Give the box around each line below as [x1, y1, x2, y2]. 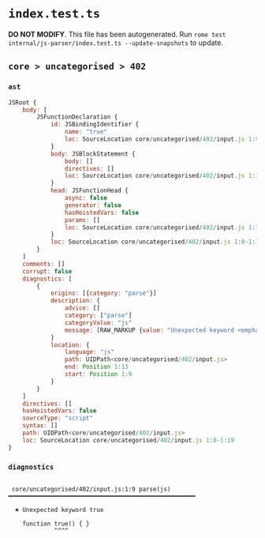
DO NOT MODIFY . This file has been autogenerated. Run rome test [8, 29, 226, 39]
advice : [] [64, 304, 101, 312]
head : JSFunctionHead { [50, 186, 129, 195]
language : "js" [64, 348, 114, 356]
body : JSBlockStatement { [50, 149, 136, 158]
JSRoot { [8, 98, 37, 107]
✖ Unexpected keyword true [15, 506, 104, 514]
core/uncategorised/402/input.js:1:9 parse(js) [11, 485, 171, 493]
